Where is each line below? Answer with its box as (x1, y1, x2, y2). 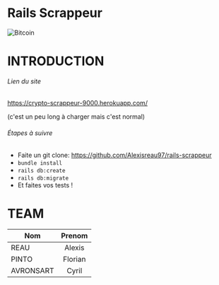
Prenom (61, 231, 88, 241)
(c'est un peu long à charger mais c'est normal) (7, 112, 146, 121)
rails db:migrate (17, 175, 69, 182)
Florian (63, 255, 86, 264)
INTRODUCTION (7, 53, 105, 69)
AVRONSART (11, 266, 54, 276)
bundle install (17, 159, 63, 167)
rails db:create (17, 167, 66, 174)
